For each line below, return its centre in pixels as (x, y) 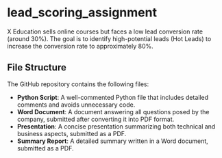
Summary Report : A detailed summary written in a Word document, (113, 141)
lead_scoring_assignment (82, 13)
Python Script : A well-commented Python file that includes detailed (113, 97)
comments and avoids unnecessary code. (76, 105)
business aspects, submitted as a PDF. (72, 133)
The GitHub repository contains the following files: (78, 84)
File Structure (37, 67)
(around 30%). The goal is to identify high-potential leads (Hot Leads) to (109, 38)
